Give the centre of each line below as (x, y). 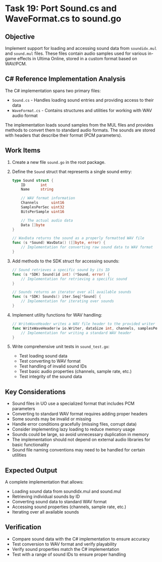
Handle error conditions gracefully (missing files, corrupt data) (74, 424)
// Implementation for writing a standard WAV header (76, 333)
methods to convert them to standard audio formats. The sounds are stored (80, 130)
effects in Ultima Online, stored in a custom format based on (77, 58)
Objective (20, 37)
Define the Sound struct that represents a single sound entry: (72, 171)
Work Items (23, 151)
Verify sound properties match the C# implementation (66, 549)
